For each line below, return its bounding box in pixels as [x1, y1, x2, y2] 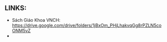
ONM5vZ [11, 27, 31, 34]
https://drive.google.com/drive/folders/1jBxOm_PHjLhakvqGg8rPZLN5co [11, 22, 162, 28]
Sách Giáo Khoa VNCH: [11, 17, 60, 23]
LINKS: [4, 4, 27, 12]
